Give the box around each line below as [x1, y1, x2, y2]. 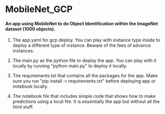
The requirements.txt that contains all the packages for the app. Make [12, 73, 158, 79]
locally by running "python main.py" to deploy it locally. [12, 63, 128, 69]
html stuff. [12, 104, 34, 110]
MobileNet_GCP [5, 4, 73, 15]
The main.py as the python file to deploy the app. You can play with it [12, 58, 156, 64]
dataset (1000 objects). [5, 26, 56, 32]
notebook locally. [12, 83, 48, 89]
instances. [12, 48, 34, 54]
